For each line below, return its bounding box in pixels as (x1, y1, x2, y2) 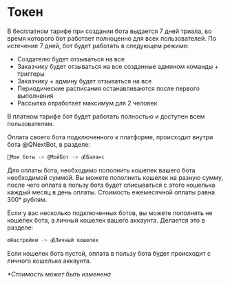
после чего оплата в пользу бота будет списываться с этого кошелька (7, 181, 216, 189)
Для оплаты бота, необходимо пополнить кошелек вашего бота (7, 166, 196, 174)
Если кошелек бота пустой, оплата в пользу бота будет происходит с (7, 249, 211, 257)
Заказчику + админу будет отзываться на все (17, 77, 152, 85)
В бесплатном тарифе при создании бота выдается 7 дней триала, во (7, 27, 212, 35)
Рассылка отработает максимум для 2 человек (17, 99, 158, 107)
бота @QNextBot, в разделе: (7, 140, 91, 148)
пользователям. (7, 119, 54, 128)
